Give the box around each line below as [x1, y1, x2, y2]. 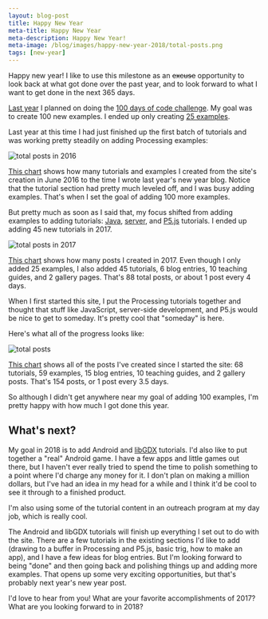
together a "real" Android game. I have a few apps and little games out [8, 453, 239, 463]
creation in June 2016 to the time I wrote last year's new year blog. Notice [8, 175, 251, 185]
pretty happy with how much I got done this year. [8, 401, 170, 410]
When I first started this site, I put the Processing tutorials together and [8, 296, 242, 306]
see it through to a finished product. [8, 487, 126, 497]
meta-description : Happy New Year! [8, 34, 127, 42]
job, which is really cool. [8, 511, 88, 521]
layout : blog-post [8, 11, 69, 20]
